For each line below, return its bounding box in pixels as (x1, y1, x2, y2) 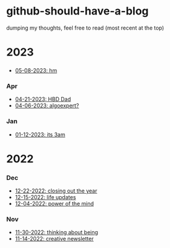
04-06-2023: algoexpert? (15, 102, 79, 109)
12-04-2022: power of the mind (15, 200, 94, 208)
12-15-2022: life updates (15, 194, 76, 201)
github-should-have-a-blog (6, 4, 149, 18)
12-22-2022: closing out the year (15, 187, 97, 194)
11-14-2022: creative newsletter (15, 235, 94, 243)
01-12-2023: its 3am (15, 131, 65, 138)
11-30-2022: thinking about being (15, 229, 99, 236)
